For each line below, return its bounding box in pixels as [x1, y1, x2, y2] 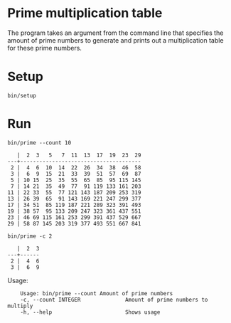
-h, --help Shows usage [20, 308, 161, 316]
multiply [7, 302, 33, 309]
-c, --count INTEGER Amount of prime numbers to [20, 296, 208, 303]
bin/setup [7, 92, 37, 99]
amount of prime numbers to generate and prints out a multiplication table [7, 36, 224, 44]
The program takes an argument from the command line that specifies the [7, 28, 224, 37]
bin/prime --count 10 [7, 139, 72, 147]
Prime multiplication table [7, 5, 163, 21]
